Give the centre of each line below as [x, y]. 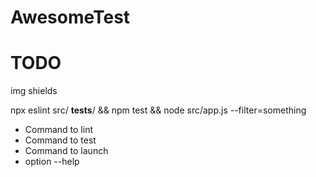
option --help [52, 162]
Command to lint [58, 130]
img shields [34, 91]
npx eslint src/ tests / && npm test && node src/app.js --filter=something [158, 110]
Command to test [60, 140]
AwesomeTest [70, 17]
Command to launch [66, 151]
